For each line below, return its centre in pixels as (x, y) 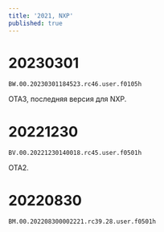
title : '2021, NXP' (41, 16)
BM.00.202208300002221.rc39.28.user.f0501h (82, 222)
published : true (35, 23)
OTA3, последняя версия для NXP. (68, 99)
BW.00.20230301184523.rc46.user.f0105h (75, 84)
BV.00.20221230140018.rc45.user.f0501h (75, 153)
